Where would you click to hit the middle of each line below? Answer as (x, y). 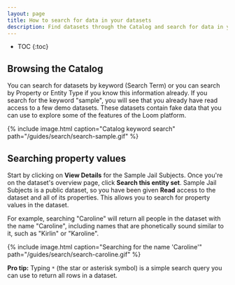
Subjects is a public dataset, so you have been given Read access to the (112, 190)
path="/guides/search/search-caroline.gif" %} (74, 254)
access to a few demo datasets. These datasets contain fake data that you (114, 108)
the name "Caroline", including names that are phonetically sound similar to (115, 226)
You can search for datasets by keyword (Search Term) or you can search (114, 85)
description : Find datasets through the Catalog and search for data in (115, 27)
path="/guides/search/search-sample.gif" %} (73, 137)
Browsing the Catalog (55, 68)
